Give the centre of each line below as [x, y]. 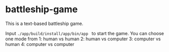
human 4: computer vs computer [40, 44]
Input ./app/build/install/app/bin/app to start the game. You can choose [85, 33]
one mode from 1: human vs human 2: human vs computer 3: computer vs [83, 39]
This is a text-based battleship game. [44, 23]
